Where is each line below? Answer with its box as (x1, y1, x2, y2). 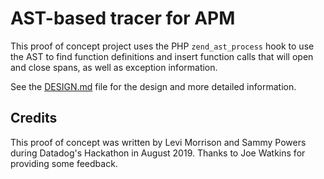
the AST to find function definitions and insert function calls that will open (10, 50, 314, 62)
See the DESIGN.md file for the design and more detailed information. (10, 80, 297, 92)
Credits (10, 110, 58, 127)
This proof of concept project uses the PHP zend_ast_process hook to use (10, 40, 315, 52)
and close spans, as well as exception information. (10, 61, 218, 73)
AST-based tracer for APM (10, 7, 236, 30)
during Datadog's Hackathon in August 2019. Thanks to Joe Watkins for (10, 147, 306, 159)
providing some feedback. (10, 157, 118, 169)
